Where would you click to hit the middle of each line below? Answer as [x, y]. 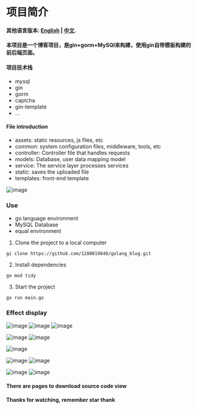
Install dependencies [41, 265]
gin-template [31, 107]
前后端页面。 [22, 53]
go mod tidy [21, 276]
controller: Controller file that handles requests [72, 153]
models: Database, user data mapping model [70, 159]
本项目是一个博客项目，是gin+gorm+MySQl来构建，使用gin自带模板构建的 [99, 45]
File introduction [27, 127]
